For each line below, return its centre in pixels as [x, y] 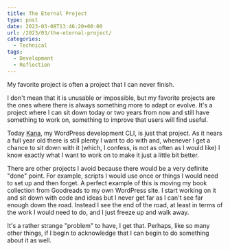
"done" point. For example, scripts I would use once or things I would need [113, 176]
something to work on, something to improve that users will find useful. [107, 119]
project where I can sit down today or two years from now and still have [108, 112]
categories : [24, 39]
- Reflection [32, 65]
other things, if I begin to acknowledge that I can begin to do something [108, 233]
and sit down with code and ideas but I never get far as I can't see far [105, 198]
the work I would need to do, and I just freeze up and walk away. [98, 212]
